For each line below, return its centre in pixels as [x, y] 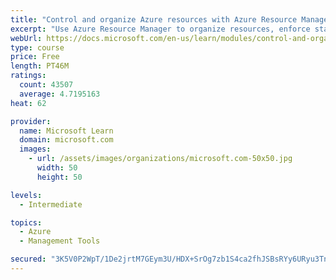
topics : [26, 222]
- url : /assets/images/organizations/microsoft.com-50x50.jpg [160, 159]
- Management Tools [60, 241]
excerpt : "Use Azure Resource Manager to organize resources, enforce [160, 29]
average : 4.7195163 [60, 94]
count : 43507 [46, 85]
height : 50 [59, 177]
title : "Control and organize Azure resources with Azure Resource [154, 19]
